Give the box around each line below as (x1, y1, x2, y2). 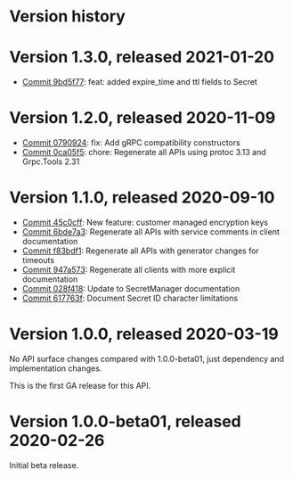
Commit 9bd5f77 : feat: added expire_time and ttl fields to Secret (21, 77, 258, 87)
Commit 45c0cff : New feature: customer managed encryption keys (21, 217, 269, 227)
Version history (9, 6, 126, 27)
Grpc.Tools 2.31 (21, 156, 80, 167)
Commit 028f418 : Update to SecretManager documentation (21, 284, 240, 293)
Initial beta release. (9, 459, 79, 470)
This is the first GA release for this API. (9, 380, 151, 391)
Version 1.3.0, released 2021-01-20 (9, 47, 274, 68)
